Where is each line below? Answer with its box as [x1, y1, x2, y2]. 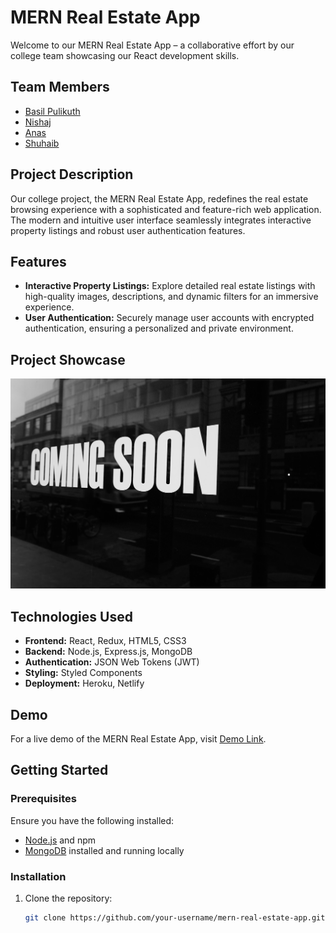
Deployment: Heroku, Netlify [24, 677, 145, 690]
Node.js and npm [24, 834, 96, 846]
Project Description [10, 166, 134, 183]
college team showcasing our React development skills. [10, 49, 240, 61]
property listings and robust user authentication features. [10, 224, 246, 236]
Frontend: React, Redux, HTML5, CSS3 [24, 635, 187, 647]
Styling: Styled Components [24, 667, 143, 679]
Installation [10, 869, 67, 883]
